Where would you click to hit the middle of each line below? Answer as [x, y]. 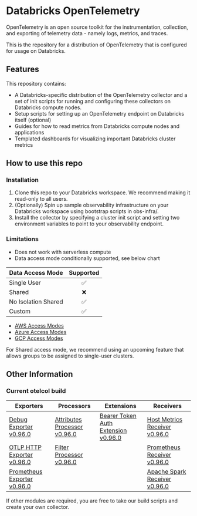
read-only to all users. [41, 199]
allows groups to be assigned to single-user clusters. [70, 356]
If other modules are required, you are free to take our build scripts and [92, 501]
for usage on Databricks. [36, 50]
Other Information [40, 374]
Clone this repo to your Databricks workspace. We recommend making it [102, 193]
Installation [23, 180]
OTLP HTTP [26, 447]
